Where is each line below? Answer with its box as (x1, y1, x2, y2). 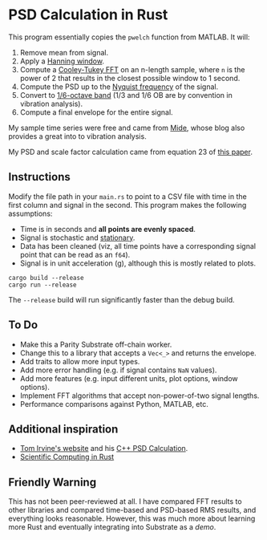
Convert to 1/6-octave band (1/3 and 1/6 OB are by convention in (19, 90, 233, 99)
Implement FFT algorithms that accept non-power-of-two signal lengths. (19, 391, 260, 400)
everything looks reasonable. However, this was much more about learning (8, 514, 256, 523)
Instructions (8, 170, 71, 184)
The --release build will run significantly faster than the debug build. (8, 294, 235, 304)
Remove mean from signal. (19, 47, 109, 57)
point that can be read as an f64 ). (19, 250, 131, 259)
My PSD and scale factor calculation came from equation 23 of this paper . (8, 147, 253, 156)
